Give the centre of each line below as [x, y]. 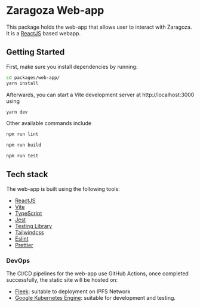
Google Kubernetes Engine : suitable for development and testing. [95, 298]
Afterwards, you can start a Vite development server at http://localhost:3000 [100, 95]
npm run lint [22, 134]
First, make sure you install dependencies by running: [72, 66]
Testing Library [33, 226]
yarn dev [17, 112]
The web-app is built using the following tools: [63, 189]
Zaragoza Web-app [55, 10]
